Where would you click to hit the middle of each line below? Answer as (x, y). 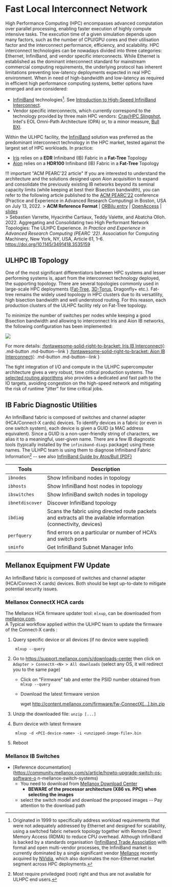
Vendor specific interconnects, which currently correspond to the (82, 111)
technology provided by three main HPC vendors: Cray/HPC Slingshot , (87, 116)
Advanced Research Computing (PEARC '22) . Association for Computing (82, 233)
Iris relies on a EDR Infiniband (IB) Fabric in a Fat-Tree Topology (80, 158)
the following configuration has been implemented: (59, 327)
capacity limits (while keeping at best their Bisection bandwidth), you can (82, 189)
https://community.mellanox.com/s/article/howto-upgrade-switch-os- (88, 773)
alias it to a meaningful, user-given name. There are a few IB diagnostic (80, 439)
